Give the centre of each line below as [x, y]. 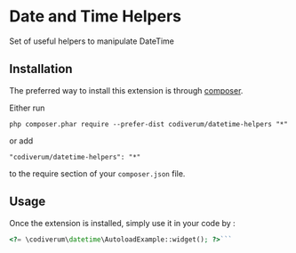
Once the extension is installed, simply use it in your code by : [122, 223]
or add [21, 141]
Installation [41, 69]
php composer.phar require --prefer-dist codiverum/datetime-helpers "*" [149, 124]
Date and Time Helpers [96, 16]
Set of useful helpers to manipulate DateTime [92, 41]
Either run [27, 108]
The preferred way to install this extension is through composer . [126, 90]
